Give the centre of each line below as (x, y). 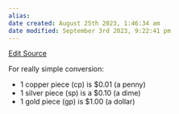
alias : (19, 16)
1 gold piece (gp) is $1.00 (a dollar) (77, 102)
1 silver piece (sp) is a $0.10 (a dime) (80, 93)
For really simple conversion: (56, 69)
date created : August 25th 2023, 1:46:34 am (84, 23)
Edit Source (27, 54)
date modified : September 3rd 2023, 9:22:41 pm (90, 31)
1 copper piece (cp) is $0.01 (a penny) (83, 84)
